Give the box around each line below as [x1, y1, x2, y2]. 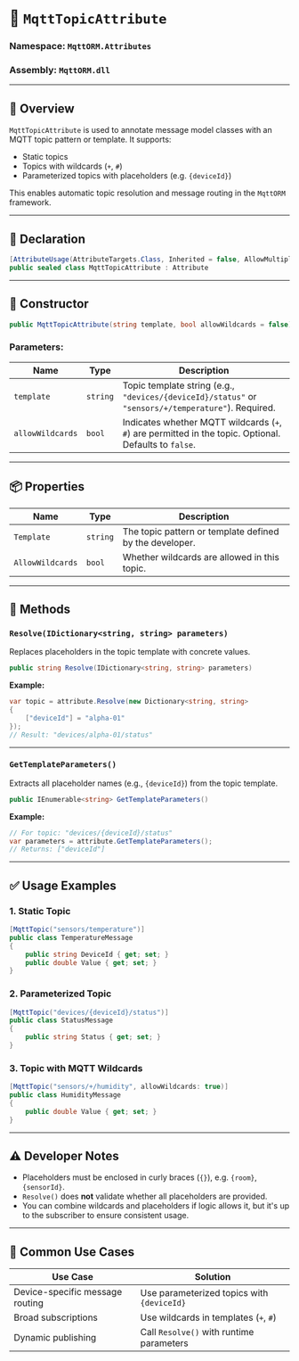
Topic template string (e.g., [122, 379, 235, 392]
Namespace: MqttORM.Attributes [9, 40, 152, 53]
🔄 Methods [9, 601, 71, 616]
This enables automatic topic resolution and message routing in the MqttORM [9, 187, 287, 199]
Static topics [21, 152, 69, 162]
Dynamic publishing [13, 1332, 97, 1344]
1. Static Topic [9, 904, 71, 917]
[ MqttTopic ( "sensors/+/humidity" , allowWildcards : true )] [9, 1083, 229, 1092]
